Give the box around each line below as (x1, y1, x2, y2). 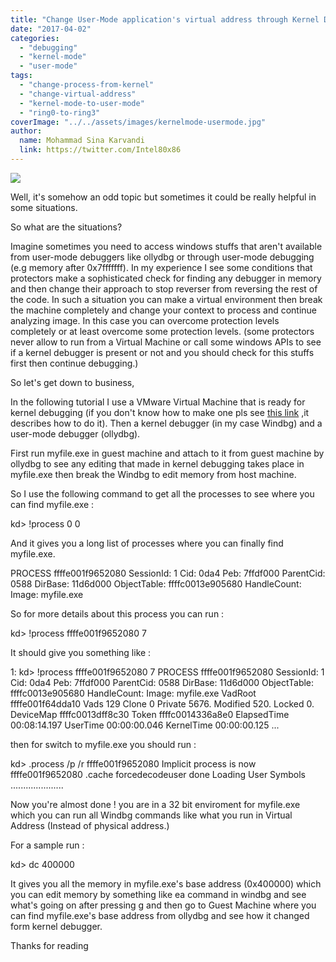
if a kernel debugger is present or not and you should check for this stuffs (10, 346, 315, 358)
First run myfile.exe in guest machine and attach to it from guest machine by (10, 447, 325, 459)
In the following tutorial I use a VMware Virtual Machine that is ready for (10, 396, 306, 408)
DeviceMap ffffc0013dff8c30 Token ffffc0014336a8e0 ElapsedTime (10, 708, 290, 720)
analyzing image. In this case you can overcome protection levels (10, 314, 280, 326)
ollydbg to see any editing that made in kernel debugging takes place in (10, 457, 305, 470)
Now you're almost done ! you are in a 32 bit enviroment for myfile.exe (10, 798, 301, 810)
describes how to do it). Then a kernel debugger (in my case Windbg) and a (10, 417, 323, 429)
